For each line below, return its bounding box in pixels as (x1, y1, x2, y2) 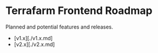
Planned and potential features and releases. (5, 23, 114, 30)
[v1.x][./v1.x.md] (13, 34, 53, 41)
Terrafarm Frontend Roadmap (5, 4, 153, 17)
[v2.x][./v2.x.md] (13, 41, 55, 48)
